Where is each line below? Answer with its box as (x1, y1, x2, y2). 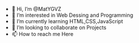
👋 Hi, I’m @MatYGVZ (11, 6, 62, 12)
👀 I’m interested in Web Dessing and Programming (11, 12, 134, 19)
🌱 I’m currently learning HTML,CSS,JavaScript (11, 18, 123, 24)
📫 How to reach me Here (11, 31, 74, 37)
